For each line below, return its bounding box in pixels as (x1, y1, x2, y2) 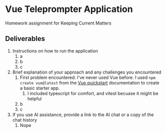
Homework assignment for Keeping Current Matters (5, 20, 112, 26)
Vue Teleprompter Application (5, 3, 133, 15)
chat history (12, 116, 37, 123)
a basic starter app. (19, 85, 60, 91)
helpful (27, 95, 42, 101)
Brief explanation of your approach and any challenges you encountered (12, 69, 162, 75)
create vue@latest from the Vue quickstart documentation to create (19, 79, 160, 85)
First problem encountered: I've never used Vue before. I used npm (19, 74, 156, 80)
